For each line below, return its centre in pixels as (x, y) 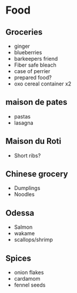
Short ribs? (27, 155)
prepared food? (33, 78)
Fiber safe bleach (35, 65)
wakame (24, 233)
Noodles (24, 195)
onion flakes (29, 272)
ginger (22, 46)
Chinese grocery (37, 174)
